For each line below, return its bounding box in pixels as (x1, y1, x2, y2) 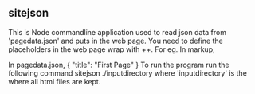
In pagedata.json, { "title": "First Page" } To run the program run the (8, 60, 229, 69)
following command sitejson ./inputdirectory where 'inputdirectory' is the (8, 68, 247, 78)
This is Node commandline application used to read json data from (8, 27, 227, 37)
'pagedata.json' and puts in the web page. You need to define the (8, 36, 223, 45)
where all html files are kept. (8, 76, 101, 86)
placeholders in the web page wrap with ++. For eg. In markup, (8, 44, 215, 54)
